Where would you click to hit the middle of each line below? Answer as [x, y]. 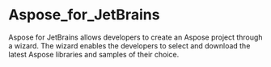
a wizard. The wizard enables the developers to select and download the [129, 45]
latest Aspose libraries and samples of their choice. [94, 54]
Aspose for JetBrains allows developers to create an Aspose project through [135, 37]
